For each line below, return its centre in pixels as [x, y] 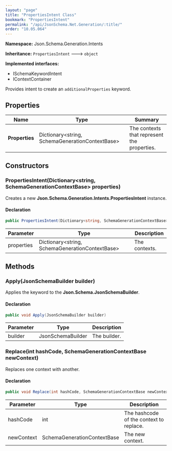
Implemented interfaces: [32, 64]
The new [135, 434]
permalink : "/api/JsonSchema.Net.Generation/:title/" [64, 24]
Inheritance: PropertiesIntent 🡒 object [52, 54]
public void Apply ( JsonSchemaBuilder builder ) [56, 315]
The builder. [106, 336]
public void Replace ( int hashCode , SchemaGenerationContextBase [75, 392]
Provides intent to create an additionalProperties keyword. [68, 89]
